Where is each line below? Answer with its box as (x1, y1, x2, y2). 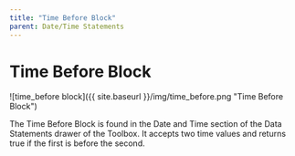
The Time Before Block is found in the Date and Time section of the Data (9, 119, 282, 130)
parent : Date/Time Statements (9, 22, 125, 31)
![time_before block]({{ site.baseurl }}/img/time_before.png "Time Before (9, 91, 284, 102)
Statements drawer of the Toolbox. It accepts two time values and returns (9, 129, 286, 140)
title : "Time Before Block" (9, 13, 117, 23)
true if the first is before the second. (9, 138, 145, 149)
